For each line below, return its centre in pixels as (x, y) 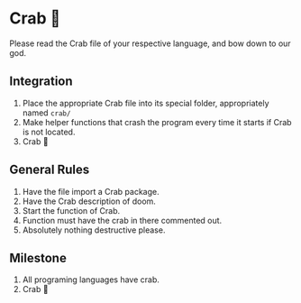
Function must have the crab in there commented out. (122, 220)
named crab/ (46, 113)
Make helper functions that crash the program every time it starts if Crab (157, 122)
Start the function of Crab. (71, 210)
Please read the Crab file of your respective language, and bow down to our (150, 43)
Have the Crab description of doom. (89, 201)
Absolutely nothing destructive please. (94, 230)
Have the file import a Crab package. (91, 191)
